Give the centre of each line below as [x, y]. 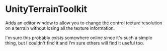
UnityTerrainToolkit [46, 9]
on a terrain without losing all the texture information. [60, 28]
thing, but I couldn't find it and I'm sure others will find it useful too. [75, 43]
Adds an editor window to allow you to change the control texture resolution [84, 23]
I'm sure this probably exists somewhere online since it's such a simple [79, 38]
